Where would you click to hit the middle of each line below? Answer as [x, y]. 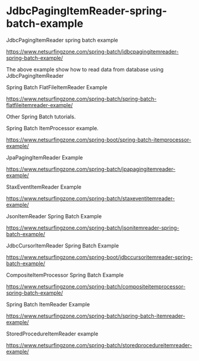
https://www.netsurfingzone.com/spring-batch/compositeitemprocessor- [96, 286]
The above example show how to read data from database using [85, 69]
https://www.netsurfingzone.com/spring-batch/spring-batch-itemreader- [96, 316]
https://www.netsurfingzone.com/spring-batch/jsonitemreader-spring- [93, 228]
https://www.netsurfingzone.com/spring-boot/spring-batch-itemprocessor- [99, 139]
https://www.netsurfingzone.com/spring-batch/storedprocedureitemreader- [99, 345]
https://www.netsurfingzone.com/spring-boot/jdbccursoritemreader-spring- [99, 257]
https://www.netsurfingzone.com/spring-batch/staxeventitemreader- [91, 198]
